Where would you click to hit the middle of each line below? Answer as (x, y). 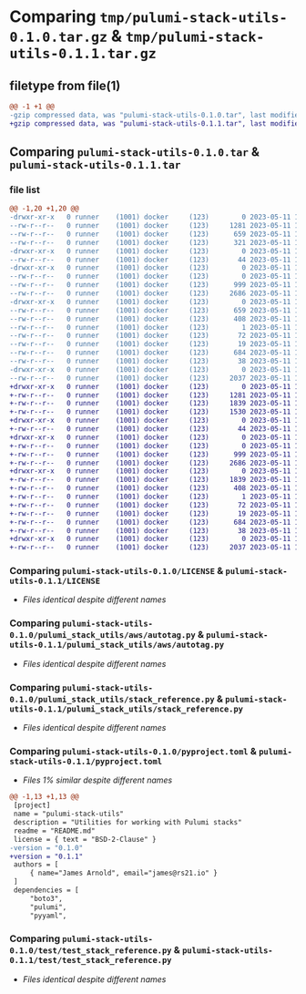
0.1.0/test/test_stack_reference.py (91, 951)
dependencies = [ (46, 890)
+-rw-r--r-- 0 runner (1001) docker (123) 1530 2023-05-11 (150, 412)
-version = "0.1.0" (46, 848)
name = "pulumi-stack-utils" (69, 814)
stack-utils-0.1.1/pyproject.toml (86, 761)
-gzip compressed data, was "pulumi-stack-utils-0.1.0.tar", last (138, 115)
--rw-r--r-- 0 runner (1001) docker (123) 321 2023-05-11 (150, 242)
